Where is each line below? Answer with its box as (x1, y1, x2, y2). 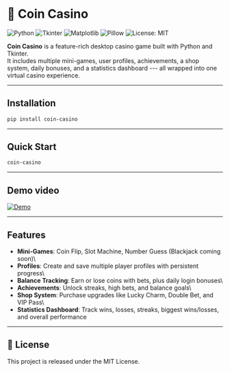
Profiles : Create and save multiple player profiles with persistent (16, 262, 199, 270)
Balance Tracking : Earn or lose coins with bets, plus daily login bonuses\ (16, 276, 223, 284)
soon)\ (16, 254, 36, 262)
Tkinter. (7, 49, 29, 58)
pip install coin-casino (7, 116, 78, 123)
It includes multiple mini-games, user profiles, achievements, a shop (7, 56, 200, 64)
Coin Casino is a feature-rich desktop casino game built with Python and (7, 42, 213, 50)
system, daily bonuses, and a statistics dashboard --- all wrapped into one (7, 64, 218, 72)
